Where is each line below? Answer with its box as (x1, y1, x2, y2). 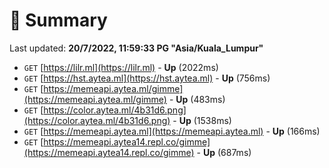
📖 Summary (9, 9, 108, 32)
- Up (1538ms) (172, 114, 232, 126)
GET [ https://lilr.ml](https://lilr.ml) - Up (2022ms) (23, 61, 219, 73)
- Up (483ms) (168, 93, 226, 105)
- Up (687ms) (196, 146, 252, 158)
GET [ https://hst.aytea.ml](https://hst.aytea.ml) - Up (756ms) (23, 72, 271, 84)
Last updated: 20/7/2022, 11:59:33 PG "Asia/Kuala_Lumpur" (9, 42, 264, 54)
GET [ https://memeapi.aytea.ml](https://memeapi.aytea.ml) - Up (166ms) (23, 125, 321, 137)
